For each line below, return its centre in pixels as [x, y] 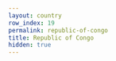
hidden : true [30, 45]
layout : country [35, 15]
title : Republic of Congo [51, 38]
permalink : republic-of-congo [58, 30]
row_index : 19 [32, 23]
